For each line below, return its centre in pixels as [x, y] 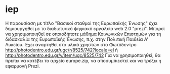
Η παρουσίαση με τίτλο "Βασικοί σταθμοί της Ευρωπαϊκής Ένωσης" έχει [81, 23]
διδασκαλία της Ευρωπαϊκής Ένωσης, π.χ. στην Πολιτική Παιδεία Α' [77, 39]
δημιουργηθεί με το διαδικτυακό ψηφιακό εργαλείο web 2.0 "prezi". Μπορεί [85, 28]
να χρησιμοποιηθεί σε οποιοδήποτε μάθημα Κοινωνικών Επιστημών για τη [83, 34]
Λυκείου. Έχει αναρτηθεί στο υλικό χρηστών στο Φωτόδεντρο [71, 44]
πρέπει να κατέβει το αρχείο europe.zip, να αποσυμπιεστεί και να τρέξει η [83, 60]
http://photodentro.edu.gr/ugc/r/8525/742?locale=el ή [61, 50]
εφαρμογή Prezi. [23, 66]
